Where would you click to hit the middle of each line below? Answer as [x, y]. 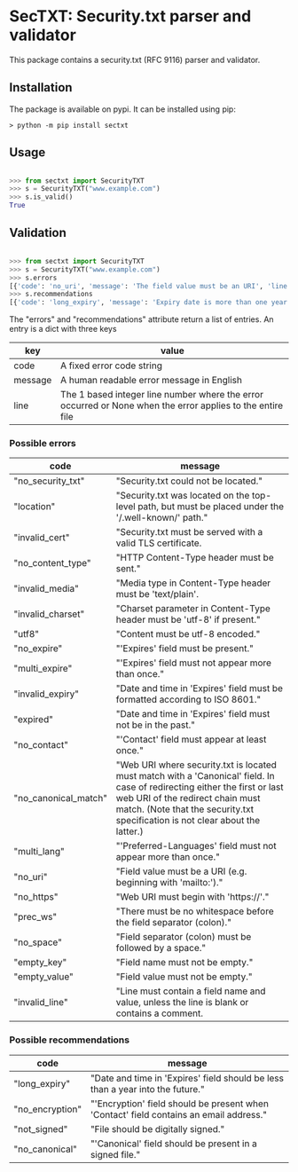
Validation [38, 233]
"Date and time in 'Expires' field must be [200, 688]
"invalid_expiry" [47, 694]
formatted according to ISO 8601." [188, 700]
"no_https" [36, 897]
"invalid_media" [47, 589]
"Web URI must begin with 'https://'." [192, 897]
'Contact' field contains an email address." [179, 1114]
